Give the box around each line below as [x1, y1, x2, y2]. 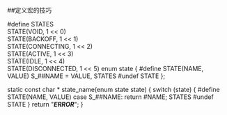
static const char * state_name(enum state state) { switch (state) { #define [7, 86, 221, 93]
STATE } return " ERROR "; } [7, 100, 84, 108]
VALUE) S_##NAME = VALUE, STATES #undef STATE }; [7, 72, 166, 80]
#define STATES [7, 20, 54, 28]
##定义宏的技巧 [7, 6, 52, 14]
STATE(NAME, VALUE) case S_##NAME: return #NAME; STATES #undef [7, 93, 214, 101]
